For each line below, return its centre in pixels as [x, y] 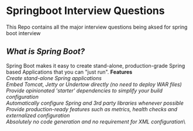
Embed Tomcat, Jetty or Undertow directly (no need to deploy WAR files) [94, 84]
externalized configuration [38, 115]
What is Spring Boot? [45, 52]
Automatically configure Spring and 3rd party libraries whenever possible [95, 103]
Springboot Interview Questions [85, 11]
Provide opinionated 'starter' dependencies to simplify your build [84, 90]
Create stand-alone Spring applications [54, 78]
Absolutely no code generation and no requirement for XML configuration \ [96, 122]
